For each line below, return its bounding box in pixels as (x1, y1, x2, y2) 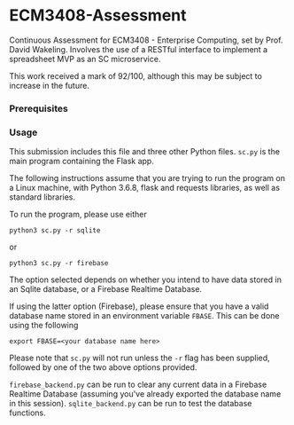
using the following (9, 320, 79, 331)
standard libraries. (9, 192, 76, 202)
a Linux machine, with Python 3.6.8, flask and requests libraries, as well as (9, 183, 281, 193)
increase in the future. (9, 80, 90, 91)
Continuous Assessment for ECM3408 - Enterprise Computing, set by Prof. (9, 35, 283, 45)
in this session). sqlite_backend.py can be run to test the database (9, 398, 252, 409)
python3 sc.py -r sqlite (9, 226, 101, 235)
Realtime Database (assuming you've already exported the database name (9, 389, 282, 399)
